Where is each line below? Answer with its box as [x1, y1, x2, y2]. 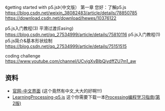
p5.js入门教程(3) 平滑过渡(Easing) [5, 25, 74, 31]
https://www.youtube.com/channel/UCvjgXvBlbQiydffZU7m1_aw [5, 58, 136, 64]
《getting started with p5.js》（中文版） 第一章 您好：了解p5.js [5, 4, 126, 10]
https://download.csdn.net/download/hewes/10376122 [5, 15, 116, 21]
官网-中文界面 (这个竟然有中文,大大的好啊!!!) [12, 88, 103, 94]
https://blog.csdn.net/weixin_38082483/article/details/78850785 [5, 10, 138, 16]
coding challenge [5, 53, 41, 58]
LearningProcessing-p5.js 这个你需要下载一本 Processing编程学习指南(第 [12, 94, 160, 100]
